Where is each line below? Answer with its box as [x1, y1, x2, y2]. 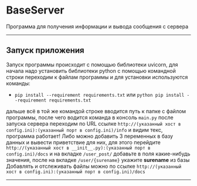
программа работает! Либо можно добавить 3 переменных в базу [6, 133, 174, 140]
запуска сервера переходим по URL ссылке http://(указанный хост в [6, 120, 181, 127]
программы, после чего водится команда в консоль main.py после [6, 114, 174, 121]
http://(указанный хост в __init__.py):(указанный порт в [6, 145, 151, 151]
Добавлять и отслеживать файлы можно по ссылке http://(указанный [6, 163, 182, 170]
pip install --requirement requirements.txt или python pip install [14, 91, 185, 98]
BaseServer [6, 4, 64, 17]
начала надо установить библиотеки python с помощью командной [6, 67, 176, 74]
